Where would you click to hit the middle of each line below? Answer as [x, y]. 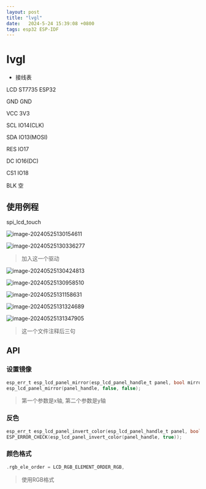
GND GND [19, 101]
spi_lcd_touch [24, 222]
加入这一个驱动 [40, 258]
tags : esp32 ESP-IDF [33, 29]
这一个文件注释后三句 [48, 331]
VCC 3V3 [18, 114]
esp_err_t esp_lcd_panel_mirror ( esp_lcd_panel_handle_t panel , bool [96, 382]
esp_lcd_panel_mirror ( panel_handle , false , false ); [74, 388]
